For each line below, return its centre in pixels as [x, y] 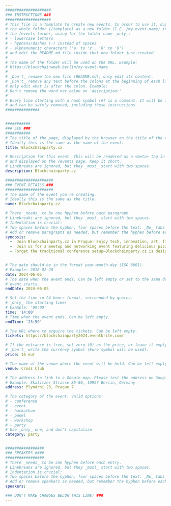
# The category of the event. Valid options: [54, 397]
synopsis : [16, 237]
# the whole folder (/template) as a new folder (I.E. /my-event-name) [83, 29]
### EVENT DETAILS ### [29, 185]
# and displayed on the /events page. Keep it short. [64, 162]
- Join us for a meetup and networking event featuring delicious [83, 247]
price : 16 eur [20, 355]
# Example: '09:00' [26, 307]
